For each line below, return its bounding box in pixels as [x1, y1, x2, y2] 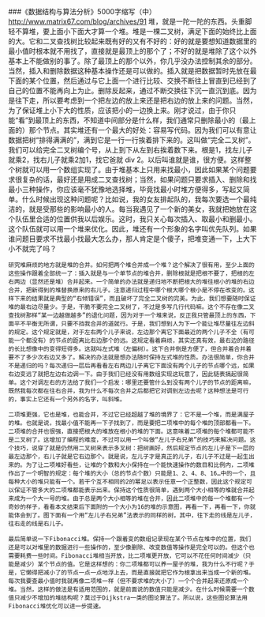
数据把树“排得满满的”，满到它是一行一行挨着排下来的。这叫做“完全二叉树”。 [8, 135, 256, 145]
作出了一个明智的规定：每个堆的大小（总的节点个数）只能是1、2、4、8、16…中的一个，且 [8, 469, 256, 477]
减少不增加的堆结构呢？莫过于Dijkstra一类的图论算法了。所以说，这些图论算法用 [19, 594, 248, 602]
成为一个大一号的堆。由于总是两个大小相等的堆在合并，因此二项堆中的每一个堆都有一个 [13, 495, 255, 502]
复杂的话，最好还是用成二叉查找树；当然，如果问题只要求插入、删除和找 [21, 175, 257, 184]
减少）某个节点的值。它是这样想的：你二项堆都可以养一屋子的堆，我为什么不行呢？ [19, 560, 249, 568]
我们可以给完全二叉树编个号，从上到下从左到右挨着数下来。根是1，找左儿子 [8, 145, 253, 154]
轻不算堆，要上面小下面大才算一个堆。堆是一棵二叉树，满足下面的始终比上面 [8, 27, 257, 36]
